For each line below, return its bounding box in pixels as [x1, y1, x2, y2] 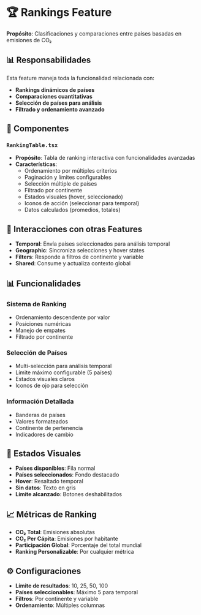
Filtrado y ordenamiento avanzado [15, 105, 105, 113]
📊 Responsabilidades [6, 55, 91, 66]
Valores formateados [15, 418, 69, 425]
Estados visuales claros [15, 375, 75, 383]
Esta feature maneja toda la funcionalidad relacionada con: [6, 74, 155, 81]
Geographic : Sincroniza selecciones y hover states [15, 247, 145, 254]
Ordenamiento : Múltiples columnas [15, 602, 105, 609]
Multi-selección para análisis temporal [15, 363, 112, 370]
